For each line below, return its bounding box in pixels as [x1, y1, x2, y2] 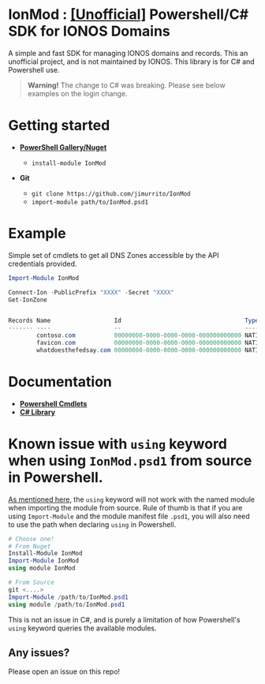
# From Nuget [8, 542, 51, 550]
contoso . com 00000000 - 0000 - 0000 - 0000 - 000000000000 [36, 331, 242, 340]
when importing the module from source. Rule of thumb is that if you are [8, 503, 243, 512]
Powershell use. [8, 65, 61, 74]
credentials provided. [8, 259, 77, 268]
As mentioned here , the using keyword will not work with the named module [8, 495, 255, 504]
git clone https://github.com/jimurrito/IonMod [31, 189, 191, 198]
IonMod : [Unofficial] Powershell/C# [8, 6, 249, 24]
